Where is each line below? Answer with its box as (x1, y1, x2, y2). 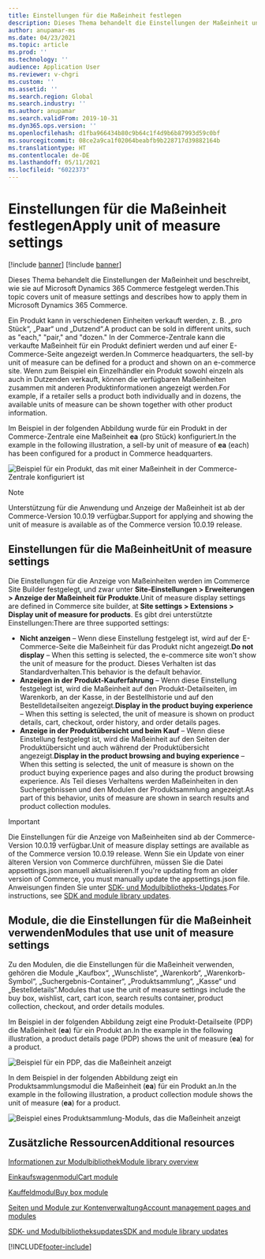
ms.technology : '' (8, 56, 69, 64)
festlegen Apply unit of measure (8, 217, 221, 235)
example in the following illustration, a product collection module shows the (8, 1089, 253, 1099)
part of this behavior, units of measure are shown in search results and (19, 792, 250, 803)
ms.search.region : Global (8, 93, 93, 100)
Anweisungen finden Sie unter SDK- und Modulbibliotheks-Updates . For (8, 883, 241, 892)
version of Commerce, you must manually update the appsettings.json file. (8, 874, 250, 883)
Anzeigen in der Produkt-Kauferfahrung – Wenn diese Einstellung (19, 675, 237, 685)
